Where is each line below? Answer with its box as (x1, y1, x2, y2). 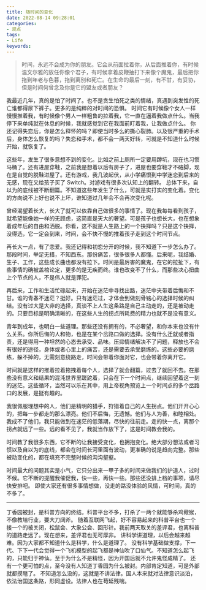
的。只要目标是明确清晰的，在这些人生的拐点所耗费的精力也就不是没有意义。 (6, 309, 200, 317)
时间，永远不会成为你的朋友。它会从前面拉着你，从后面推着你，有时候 (21, 61, 199, 68)
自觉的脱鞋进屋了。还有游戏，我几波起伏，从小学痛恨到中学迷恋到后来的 (17, 171, 200, 178)
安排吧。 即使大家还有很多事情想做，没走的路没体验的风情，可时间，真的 (11, 482, 196, 489)
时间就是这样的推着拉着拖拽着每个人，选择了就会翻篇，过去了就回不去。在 (6, 366, 194, 374)
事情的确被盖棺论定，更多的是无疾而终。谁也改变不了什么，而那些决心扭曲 (11, 266, 200, 273)
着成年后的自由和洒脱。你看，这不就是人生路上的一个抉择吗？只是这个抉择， (6, 222, 200, 230)
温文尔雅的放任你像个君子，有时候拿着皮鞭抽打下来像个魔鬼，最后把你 (21, 68, 199, 75)
